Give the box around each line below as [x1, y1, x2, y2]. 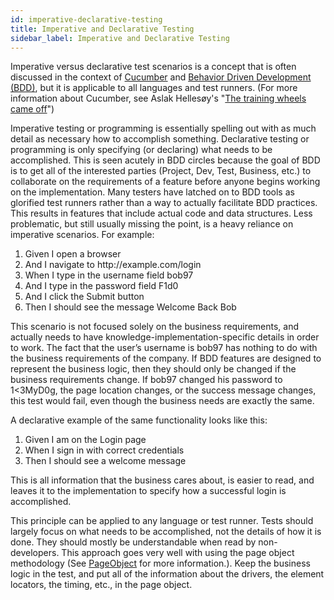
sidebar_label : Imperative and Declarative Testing [10, 33, 230, 43]
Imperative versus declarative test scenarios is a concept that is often [10, 61, 297, 73]
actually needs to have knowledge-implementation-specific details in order [10, 331, 320, 343]
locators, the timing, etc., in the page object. [10, 579, 193, 591]
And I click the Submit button [24, 291, 145, 303]
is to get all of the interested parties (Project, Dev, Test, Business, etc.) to [10, 165, 312, 177]
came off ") [10, 103, 55, 115]
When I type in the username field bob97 [24, 269, 194, 281]
